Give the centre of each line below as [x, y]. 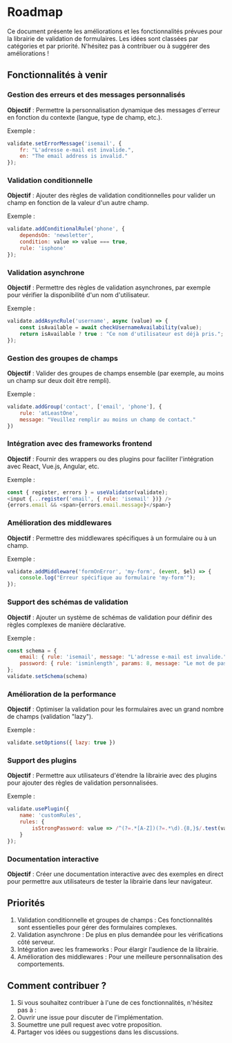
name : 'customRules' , [50, 815]
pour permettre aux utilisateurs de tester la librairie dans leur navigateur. [110, 881]
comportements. [41, 964]
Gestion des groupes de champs [63, 358]
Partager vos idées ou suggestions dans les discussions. [98, 1032]
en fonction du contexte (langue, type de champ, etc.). [85, 117]
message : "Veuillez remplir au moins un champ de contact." [108, 420]
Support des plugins [42, 760]
